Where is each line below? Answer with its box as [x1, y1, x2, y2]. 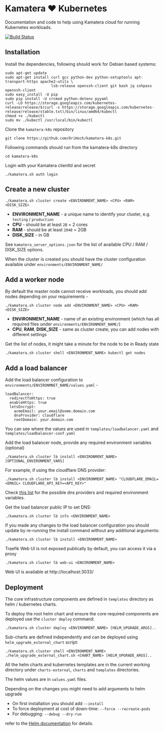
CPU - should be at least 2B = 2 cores [12, 221, 88, 227]
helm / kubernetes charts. [5, 601, 57, 607]
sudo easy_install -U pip [5, 92, 58, 97]
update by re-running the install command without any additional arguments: [5, 528, 160, 534]
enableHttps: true [9, 400, 47, 405]
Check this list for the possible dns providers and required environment [5, 489, 148, 495]
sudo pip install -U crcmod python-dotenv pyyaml [5, 96, 109, 101]
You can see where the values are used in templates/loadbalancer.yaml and [5, 426, 159, 432]
